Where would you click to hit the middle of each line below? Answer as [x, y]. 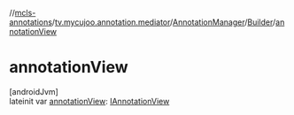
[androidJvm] [34, 91]
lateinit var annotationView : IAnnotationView [89, 101]
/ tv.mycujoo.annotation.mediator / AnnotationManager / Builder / [164, 22]
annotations [31, 22]
